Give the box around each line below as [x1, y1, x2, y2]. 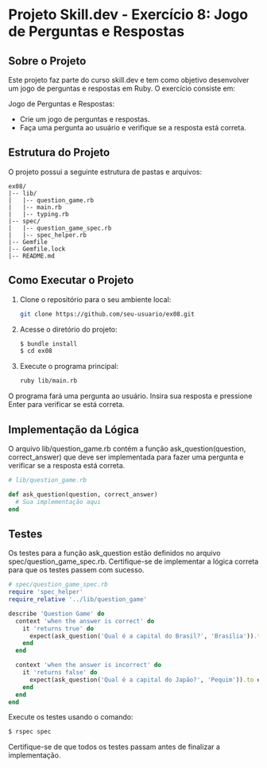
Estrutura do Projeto [8, 145, 110, 160]
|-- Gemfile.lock [8, 245, 66, 253]
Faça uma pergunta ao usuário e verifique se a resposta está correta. [19, 123, 246, 132]
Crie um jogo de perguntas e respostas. [19, 114, 150, 124]
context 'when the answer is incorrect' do [15, 661, 161, 669]
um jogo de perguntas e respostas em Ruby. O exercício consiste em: [8, 83, 236, 93]
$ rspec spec [8, 727, 52, 736]
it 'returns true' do [22, 624, 94, 633]
